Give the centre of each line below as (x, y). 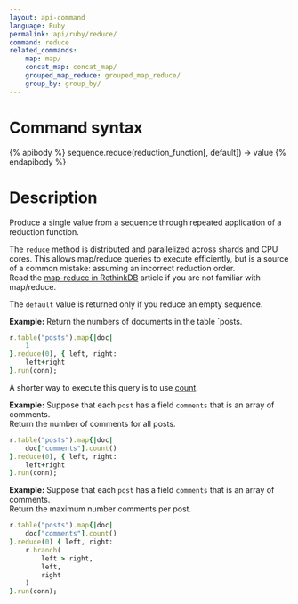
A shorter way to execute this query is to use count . (104, 387)
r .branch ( (44, 550)
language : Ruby (37, 26)
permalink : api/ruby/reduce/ (63, 34)
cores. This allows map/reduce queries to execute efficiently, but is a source (149, 258)
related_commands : (43, 51)
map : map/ (44, 59)
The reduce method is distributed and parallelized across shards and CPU (144, 249)
